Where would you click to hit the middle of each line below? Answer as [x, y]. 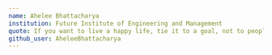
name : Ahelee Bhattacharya [54, 16]
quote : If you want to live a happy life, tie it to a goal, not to [126, 31]
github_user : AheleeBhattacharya [65, 38]
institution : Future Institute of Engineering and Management [115, 23]
